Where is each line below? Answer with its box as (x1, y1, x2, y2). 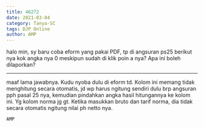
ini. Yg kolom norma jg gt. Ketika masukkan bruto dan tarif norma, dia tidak (6, 98, 193, 105)
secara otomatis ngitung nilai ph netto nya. (6, 105, 113, 112)
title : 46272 (6, 9, 39, 15)
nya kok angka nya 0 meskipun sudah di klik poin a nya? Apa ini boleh (6, 55, 181, 62)
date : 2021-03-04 (6, 15, 50, 21)
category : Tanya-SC (6, 20, 56, 26)
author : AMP (6, 32, 36, 38)
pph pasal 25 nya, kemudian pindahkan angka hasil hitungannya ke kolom (6, 92, 191, 99)
